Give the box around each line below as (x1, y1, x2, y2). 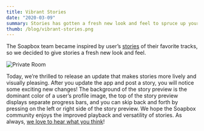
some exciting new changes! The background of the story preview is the (6, 86, 187, 93)
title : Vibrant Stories (6, 9, 67, 15)
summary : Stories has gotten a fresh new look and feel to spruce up (6, 20, 186, 26)
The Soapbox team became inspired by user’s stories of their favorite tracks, (6, 43, 198, 50)
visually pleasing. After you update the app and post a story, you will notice (6, 79, 194, 87)
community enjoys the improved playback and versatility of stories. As (6, 112, 182, 119)
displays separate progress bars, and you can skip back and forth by (6, 99, 178, 106)
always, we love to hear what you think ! (6, 118, 105, 126)
